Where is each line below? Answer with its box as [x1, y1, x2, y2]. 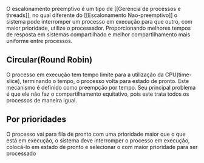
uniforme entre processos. [6, 38, 73, 44]
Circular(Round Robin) [6, 55, 93, 65]
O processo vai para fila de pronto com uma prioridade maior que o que [6, 130, 186, 138]
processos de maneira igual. [6, 96, 77, 104]
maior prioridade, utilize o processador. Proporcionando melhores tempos [6, 24, 191, 32]
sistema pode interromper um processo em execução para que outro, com [6, 18, 192, 25]
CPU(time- [165, 71, 192, 78]
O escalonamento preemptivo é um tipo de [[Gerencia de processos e [6, 5, 181, 12]
